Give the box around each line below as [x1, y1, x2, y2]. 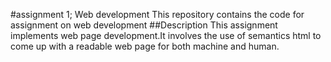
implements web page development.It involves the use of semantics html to [10, 30, 322, 41]
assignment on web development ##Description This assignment [10, 19, 278, 31]
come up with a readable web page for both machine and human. [10, 40, 280, 52]
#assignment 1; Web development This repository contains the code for [10, 9, 305, 20]
